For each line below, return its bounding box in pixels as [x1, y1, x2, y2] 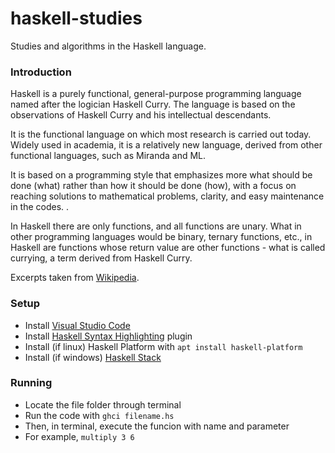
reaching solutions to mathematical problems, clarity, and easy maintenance [10, 190, 325, 202]
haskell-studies [10, 7, 143, 30]
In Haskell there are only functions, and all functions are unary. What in [10, 220, 302, 232]
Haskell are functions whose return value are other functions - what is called [10, 242, 326, 254]
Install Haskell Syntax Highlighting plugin [24, 330, 193, 342]
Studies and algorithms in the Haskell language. [10, 40, 207, 52]
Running [10, 376, 53, 390]
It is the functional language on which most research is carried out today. [10, 128, 312, 141]
